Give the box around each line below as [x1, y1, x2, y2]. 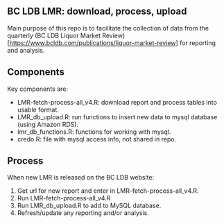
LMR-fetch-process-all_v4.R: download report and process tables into [17, 98, 217, 106]
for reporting [179, 38, 216, 47]
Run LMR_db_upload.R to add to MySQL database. [17, 201, 162, 210]
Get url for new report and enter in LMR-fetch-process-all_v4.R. [17, 187, 199, 195]
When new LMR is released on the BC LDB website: [7, 173, 155, 182]
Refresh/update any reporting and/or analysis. [17, 209, 149, 217]
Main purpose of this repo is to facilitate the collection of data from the [7, 24, 209, 32]
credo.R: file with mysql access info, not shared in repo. [17, 135, 177, 143]
